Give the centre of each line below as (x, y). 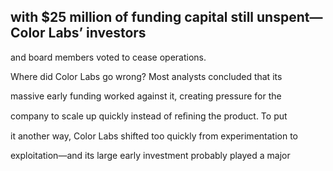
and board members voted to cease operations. (108, 57)
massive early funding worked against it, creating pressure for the (146, 96)
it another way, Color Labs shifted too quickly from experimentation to (154, 136)
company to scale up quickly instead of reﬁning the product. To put (149, 116)
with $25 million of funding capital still (132, 17)
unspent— (289, 17)
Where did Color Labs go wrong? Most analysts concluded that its (146, 76)
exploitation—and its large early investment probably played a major (150, 155)
